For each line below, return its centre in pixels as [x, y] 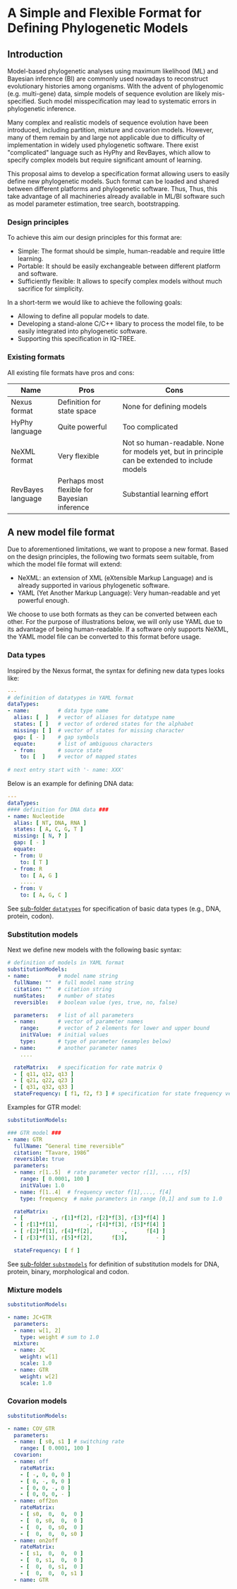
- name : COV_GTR [31, 1428]
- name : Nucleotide [36, 816]
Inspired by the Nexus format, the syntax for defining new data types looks [116, 671]
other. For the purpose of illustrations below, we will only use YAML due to [115, 622]
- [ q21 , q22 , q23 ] [44, 1080]
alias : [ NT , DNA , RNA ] [50, 823]
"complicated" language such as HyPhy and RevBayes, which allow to [109, 152]
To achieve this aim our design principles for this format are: [95, 238]
